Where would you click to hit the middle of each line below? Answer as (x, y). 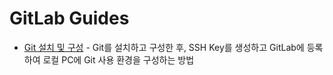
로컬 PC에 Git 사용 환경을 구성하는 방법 (118, 59)
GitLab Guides (69, 18)
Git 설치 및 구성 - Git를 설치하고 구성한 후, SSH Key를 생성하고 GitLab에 (164, 47)
